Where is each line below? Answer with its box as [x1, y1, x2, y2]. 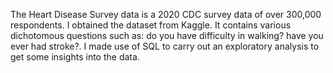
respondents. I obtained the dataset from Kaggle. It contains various [10, 19, 292, 31]
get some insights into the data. [10, 51, 140, 63]
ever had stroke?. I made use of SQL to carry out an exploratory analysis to [10, 40, 320, 52]
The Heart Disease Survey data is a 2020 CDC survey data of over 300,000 [10, 9, 322, 20]
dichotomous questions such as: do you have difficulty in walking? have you [10, 30, 324, 41]
